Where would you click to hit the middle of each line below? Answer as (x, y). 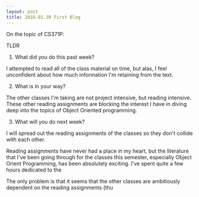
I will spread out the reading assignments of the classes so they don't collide (99, 133)
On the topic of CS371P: (35, 34)
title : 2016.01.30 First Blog (44, 17)
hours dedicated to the (34, 170)
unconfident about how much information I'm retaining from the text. (90, 75)
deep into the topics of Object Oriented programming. (72, 110)
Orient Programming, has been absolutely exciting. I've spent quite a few (95, 163)
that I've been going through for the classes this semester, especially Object (99, 157)
